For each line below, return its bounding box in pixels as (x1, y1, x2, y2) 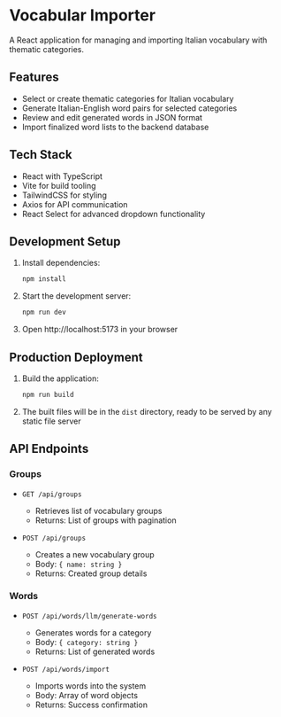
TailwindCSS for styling (21, 190, 108, 200)
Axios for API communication (21, 199, 128, 209)
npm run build (21, 390, 74, 399)
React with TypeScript (21, 170, 103, 182)
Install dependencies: (21, 258, 101, 269)
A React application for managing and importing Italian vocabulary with (9, 35, 268, 45)
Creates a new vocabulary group (34, 549, 155, 559)
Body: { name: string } (34, 558, 123, 569)
